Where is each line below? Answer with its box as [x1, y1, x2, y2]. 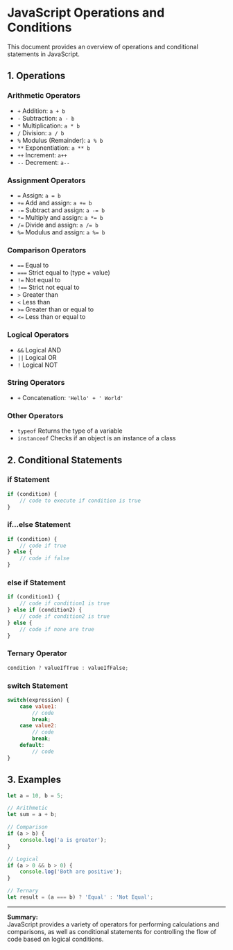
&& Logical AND [17, 345, 61, 354]
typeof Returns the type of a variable [17, 426, 123, 435]
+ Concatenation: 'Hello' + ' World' [17, 393, 123, 401]
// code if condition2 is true [19, 613, 110, 620]
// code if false [19, 555, 70, 562]
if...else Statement [7, 520, 71, 530]
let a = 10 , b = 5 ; [7, 792, 64, 799]
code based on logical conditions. [7, 935, 104, 943]
